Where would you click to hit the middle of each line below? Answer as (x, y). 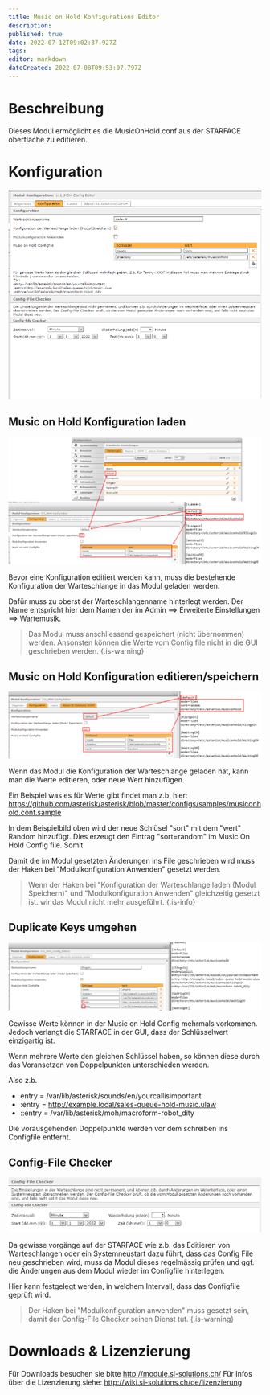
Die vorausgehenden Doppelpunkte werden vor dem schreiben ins (119, 1129)
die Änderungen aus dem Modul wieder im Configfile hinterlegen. (117, 1270)
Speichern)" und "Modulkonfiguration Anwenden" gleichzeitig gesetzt (144, 893)
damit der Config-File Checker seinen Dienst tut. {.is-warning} (131, 1319)
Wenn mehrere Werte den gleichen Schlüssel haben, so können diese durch (134, 1057)
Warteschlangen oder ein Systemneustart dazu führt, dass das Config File (131, 1253)
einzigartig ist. (32, 1040)
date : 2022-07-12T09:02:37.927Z (62, 43)
